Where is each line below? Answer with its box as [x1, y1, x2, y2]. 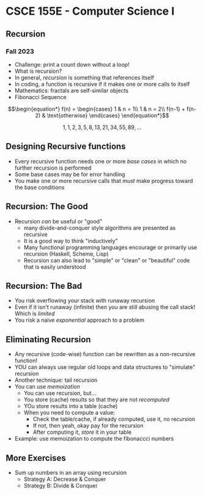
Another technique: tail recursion [14, 376, 98, 384]
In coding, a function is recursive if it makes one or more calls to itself [14, 80, 190, 87]
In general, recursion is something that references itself [14, 73, 154, 81]
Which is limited [14, 310, 55, 318]
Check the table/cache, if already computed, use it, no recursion [32, 415, 196, 423]
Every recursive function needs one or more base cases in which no [14, 157, 187, 165]
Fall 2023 [6, 47, 34, 56]
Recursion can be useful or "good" [14, 217, 103, 225]
